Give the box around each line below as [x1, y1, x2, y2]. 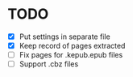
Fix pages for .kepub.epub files [19, 50, 123, 60]
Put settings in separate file [19, 32, 110, 41]
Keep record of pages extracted [19, 41, 126, 50]
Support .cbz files [19, 59, 79, 69]
